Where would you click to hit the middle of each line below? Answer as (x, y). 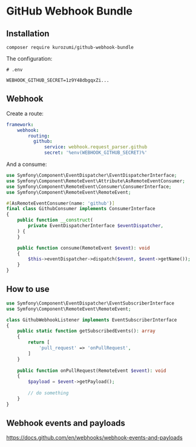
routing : (39, 136)
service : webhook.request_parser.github (96, 147)
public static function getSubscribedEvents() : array (86, 331)
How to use (28, 289)
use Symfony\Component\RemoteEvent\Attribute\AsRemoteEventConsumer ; (96, 181)
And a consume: (27, 164)
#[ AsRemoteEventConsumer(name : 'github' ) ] (60, 203)
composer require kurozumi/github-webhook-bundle (70, 47)
